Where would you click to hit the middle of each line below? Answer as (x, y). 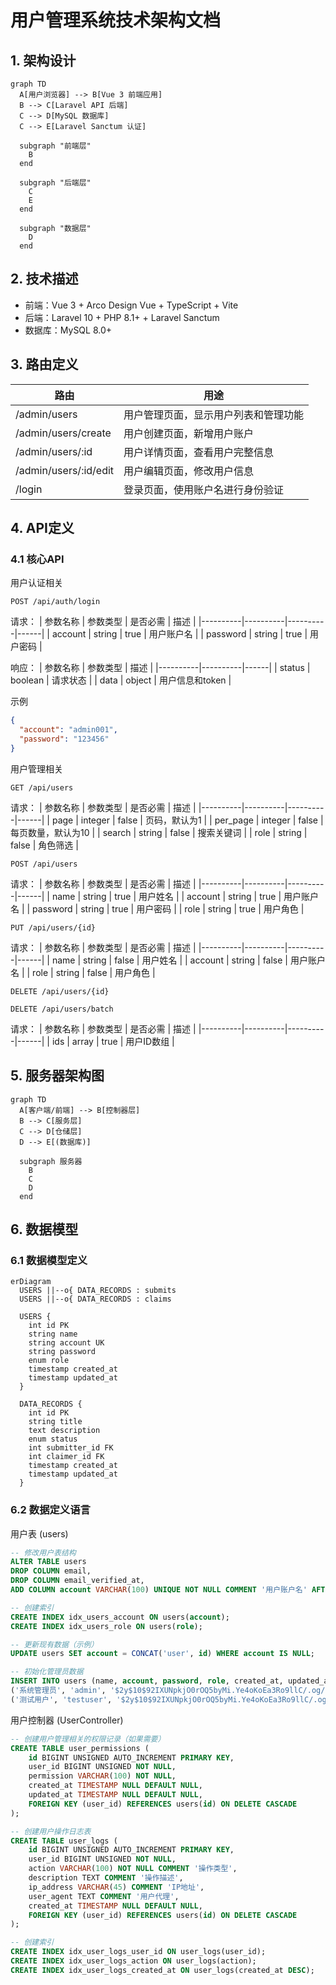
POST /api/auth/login (55, 602)
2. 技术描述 (44, 279)
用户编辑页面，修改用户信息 (189, 471)
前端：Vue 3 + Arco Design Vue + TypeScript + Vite (131, 305)
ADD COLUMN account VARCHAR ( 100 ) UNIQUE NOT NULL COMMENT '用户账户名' (159, 1590)
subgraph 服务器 (51, 1161)
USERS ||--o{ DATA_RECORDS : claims (95, 1299)
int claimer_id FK (66, 1457)
